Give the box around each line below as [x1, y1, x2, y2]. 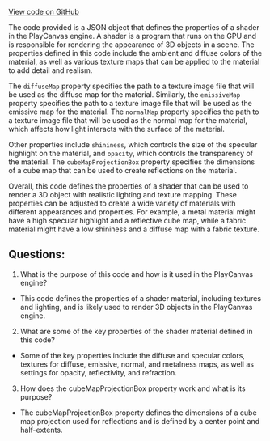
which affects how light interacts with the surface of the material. [8, 125, 225, 134]
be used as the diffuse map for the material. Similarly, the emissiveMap [8, 90, 241, 100]
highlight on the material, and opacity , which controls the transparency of [8, 149, 253, 158]
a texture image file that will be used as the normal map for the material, [8, 116, 248, 125]
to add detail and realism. [8, 66, 93, 75]
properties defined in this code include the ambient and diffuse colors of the [8, 49, 263, 57]
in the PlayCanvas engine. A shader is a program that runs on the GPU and [8, 32, 257, 40]
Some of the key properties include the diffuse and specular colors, [19, 350, 245, 360]
